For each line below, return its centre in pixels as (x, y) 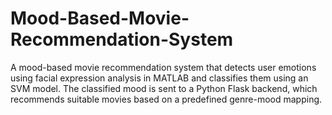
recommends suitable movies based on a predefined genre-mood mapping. (166, 99)
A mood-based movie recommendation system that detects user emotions (163, 67)
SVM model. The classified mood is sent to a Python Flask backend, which (164, 88)
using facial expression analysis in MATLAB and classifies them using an (159, 78)
